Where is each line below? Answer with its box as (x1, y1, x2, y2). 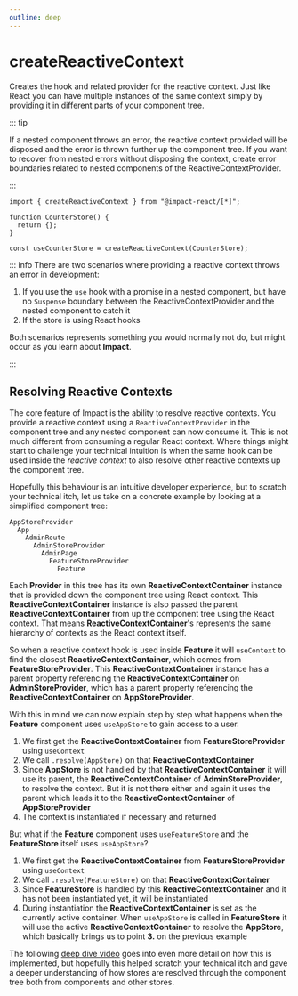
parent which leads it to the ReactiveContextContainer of (21, 793, 236, 804)
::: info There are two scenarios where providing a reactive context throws (9, 259, 280, 270)
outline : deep (9, 12, 62, 22)
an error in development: (9, 269, 100, 279)
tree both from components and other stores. (9, 976, 175, 988)
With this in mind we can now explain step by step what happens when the (9, 709, 283, 720)
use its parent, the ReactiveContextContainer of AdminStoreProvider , (21, 773, 283, 784)
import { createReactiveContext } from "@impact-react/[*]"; (9, 197, 241, 206)
